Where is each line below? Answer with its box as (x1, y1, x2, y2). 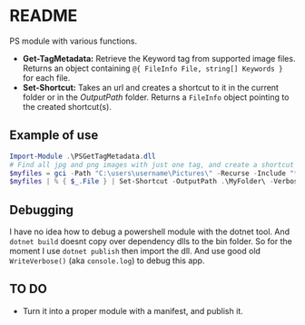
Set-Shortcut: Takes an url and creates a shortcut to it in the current (22, 82, 280, 93)
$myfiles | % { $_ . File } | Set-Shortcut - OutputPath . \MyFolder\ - (9, 177, 274, 186)
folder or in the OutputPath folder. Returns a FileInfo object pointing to (22, 92, 290, 103)
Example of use (9, 128, 99, 143)
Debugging (9, 202, 74, 218)
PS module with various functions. (9, 35, 138, 46)
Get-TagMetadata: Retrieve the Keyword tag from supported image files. (22, 53, 296, 64)
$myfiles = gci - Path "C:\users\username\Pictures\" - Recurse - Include (9, 169, 286, 178)
